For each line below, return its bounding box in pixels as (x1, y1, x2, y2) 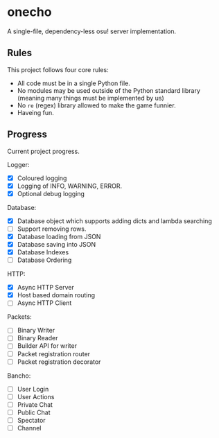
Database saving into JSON (17, 240, 96, 248)
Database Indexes (17, 248, 69, 256)
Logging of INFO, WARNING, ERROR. (17, 182, 123, 190)
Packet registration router (17, 349, 91, 358)
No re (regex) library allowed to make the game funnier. (17, 101, 176, 109)
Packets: (7, 313, 33, 321)
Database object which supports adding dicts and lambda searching (17, 216, 213, 225)
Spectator (17, 416, 46, 424)
